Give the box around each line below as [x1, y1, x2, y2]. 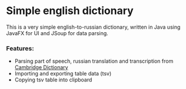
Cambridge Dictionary [14, 64, 69, 71]
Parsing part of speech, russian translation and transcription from [14, 57, 174, 65]
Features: [6, 44, 34, 52]
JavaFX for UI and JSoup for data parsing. [6, 29, 109, 36]
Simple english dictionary [6, 4, 134, 18]
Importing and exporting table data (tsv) [14, 70, 112, 77]
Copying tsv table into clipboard [14, 76, 92, 83]
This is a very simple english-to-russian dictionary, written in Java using [6, 23, 181, 30]
